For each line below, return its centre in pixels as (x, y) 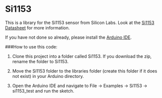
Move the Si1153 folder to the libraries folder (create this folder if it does (85, 71)
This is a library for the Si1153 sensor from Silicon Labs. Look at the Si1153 (80, 23)
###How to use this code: (31, 47)
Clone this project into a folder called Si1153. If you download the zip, (82, 56)
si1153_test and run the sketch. (43, 91)
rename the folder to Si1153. (40, 61)
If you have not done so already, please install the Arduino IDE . (68, 37)
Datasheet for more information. (38, 27)
